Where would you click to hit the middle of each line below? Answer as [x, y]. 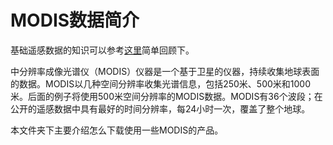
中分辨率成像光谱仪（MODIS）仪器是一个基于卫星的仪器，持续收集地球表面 [165, 71]
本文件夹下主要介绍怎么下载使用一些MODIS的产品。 [117, 130]
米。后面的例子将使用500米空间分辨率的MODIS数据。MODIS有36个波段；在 [166, 96]
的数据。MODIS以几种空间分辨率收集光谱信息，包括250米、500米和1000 [161, 83]
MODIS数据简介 [75, 20]
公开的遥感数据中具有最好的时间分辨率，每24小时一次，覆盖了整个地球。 [160, 108]
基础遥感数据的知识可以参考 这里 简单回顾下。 [102, 50]
